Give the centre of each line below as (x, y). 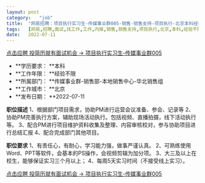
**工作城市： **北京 (40, 89)
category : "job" (30, 18)
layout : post (23, 12)
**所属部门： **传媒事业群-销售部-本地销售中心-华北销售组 (89, 81)
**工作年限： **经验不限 (45, 73)
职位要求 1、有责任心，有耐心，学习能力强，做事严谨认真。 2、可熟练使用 (99, 146)
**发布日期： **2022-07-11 (50, 97)
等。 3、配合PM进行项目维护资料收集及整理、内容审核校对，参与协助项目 (99, 125)
